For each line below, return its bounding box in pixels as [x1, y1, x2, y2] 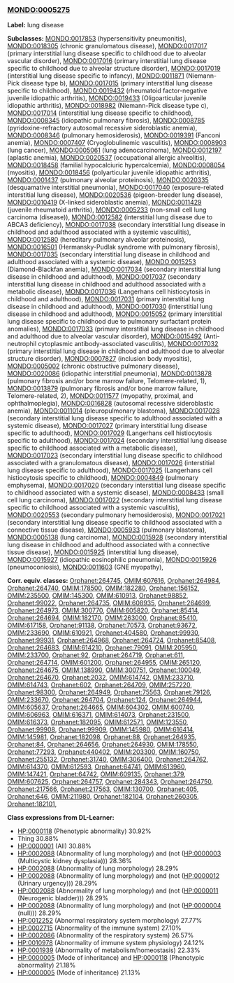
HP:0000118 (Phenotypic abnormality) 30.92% [17, 827, 152, 835]
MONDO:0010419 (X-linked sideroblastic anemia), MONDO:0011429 [7, 198, 202, 207]
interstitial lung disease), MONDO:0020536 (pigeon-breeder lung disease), [7, 191, 224, 199]
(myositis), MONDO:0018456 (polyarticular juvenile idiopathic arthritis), [7, 168, 212, 177]
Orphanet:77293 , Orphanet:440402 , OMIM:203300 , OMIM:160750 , [7, 748, 200, 756]
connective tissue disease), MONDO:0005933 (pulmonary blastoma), [7, 525, 207, 534]
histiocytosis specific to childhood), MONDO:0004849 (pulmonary [7, 474, 199, 482]
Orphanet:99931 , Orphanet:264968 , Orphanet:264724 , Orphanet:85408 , [7, 636, 217, 645]
